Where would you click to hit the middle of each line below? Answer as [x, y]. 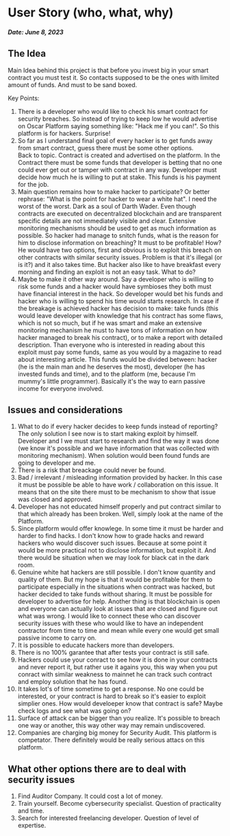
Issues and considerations [65, 410]
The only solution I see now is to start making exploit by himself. [108, 434]
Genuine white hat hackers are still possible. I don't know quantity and [117, 572]
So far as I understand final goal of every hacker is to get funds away [115, 140]
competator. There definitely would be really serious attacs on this [111, 740]
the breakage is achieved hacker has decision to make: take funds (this [118, 308]
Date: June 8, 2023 [36, 32]
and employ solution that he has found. [73, 682]
